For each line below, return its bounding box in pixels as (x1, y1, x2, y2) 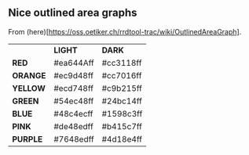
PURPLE (12, 133, 43, 144)
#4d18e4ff (101, 133, 143, 144)
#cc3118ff (101, 57, 142, 68)
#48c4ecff (53, 108, 93, 119)
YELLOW (12, 82, 46, 93)
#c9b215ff (101, 82, 143, 93)
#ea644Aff (53, 57, 94, 68)
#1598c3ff (101, 108, 143, 119)
